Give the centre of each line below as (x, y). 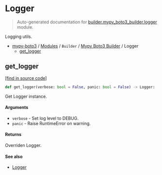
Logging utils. (19, 36)
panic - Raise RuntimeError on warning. (51, 123)
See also (14, 157)
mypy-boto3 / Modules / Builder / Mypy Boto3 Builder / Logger (75, 46)
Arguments (17, 107)
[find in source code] (26, 78)
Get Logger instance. (26, 96)
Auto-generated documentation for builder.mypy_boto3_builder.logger (87, 22)
